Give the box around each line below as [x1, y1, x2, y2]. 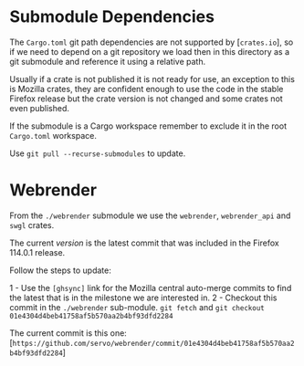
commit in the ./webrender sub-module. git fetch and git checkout [9, 301, 265, 312]
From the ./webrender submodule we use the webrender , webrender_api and [9, 210, 291, 221]
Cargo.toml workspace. [9, 130, 98, 141]
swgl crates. [9, 219, 55, 230]
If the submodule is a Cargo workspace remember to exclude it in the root [9, 120, 288, 131]
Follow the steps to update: [9, 265, 111, 276]
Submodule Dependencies [9, 6, 215, 27]
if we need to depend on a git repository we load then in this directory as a [9, 46, 290, 57]
